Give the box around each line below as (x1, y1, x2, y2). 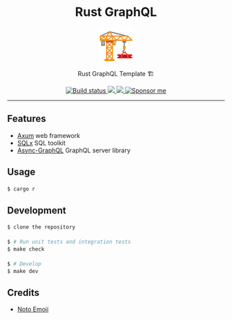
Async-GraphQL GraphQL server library (17, 146, 131, 154)
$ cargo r (7, 185, 36, 193)
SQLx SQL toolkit (17, 139, 66, 147)
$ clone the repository (7, 224, 76, 231)
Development (7, 204, 67, 216)
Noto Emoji (17, 305, 49, 314)
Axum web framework (17, 131, 81, 139)
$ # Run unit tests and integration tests (7, 238, 131, 245)
